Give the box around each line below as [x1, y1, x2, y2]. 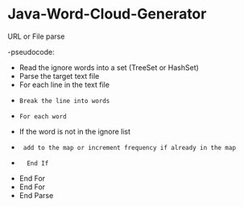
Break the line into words [19, 97, 110, 105]
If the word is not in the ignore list [19, 126, 130, 136]
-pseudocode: [7, 47, 55, 56]
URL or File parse [7, 31, 65, 41]
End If [27, 159, 49, 168]
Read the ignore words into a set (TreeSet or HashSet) [19, 62, 199, 72]
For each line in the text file [19, 80, 110, 89]
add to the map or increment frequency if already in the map [23, 143, 237, 151]
